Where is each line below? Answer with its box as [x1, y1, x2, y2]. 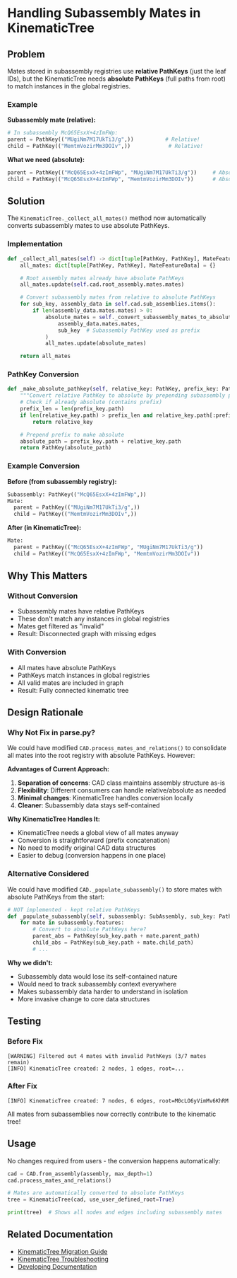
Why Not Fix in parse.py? [7, 727, 95, 737]
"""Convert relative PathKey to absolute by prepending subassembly [20, 392, 226, 399]
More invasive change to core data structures [17, 994, 150, 1003]
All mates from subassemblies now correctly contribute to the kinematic [7, 1110, 217, 1118]
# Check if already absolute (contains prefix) [20, 398, 162, 406]
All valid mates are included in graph [17, 678, 123, 687]
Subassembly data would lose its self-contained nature [17, 972, 178, 981]
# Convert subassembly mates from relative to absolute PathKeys [20, 294, 217, 301]
